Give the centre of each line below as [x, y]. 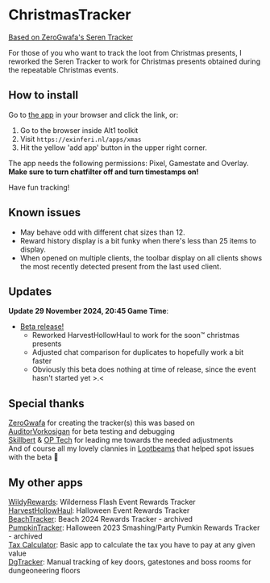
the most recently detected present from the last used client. [120, 266]
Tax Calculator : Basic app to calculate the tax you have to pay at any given [132, 545]
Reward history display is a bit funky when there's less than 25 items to [138, 240]
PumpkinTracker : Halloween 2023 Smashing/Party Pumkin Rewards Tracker [134, 527]
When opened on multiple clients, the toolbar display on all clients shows [141, 258]
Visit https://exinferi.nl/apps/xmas [81, 139]
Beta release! [42, 327]
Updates [30, 291]
